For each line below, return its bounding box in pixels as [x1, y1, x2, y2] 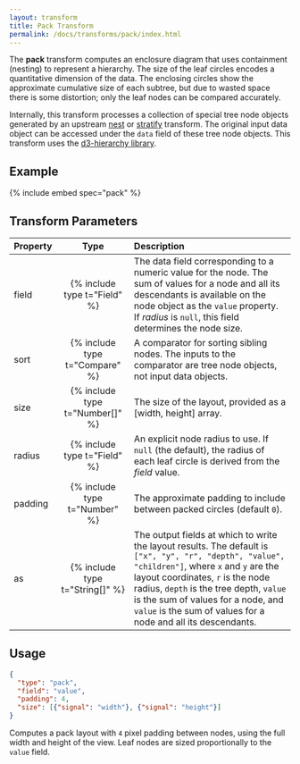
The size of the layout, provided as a [133, 396, 287, 407]
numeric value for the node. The [133, 266, 269, 278]
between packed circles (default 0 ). [133, 503, 283, 515]
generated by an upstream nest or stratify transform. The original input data [9, 119, 288, 130]
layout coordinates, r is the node [133, 571, 271, 583]
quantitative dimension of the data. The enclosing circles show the [9, 73, 254, 84]
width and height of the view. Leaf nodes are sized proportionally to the [9, 737, 272, 748]
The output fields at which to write [133, 529, 278, 541]
